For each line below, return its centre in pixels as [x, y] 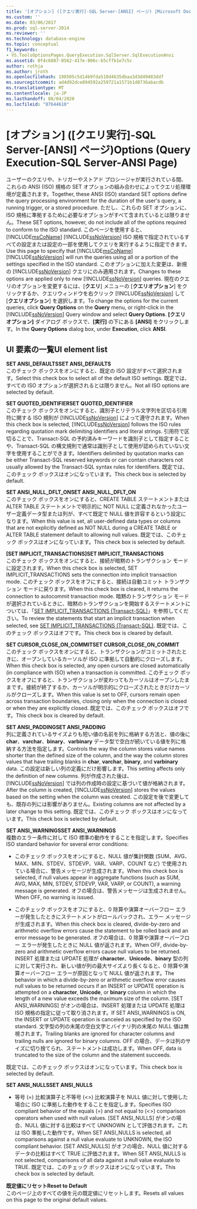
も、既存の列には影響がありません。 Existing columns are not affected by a [96, 804]
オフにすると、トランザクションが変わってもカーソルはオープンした [103, 680]
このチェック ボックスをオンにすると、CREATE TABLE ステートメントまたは [98, 499]
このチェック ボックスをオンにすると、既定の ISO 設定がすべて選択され [92, 371]
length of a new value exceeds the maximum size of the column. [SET [99, 998]
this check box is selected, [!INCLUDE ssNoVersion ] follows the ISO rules [94, 424]
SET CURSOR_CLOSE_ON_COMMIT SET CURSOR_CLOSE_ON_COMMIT [93, 645]
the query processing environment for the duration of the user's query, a [94, 201]
